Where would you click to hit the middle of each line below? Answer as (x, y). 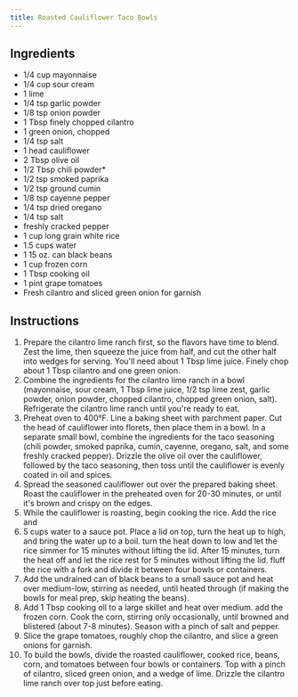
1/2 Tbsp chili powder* (64, 169)
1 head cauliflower (56, 151)
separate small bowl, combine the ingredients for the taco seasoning (149, 437)
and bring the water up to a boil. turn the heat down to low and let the (150, 541)
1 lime (33, 94)
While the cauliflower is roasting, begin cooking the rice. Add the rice (149, 512)
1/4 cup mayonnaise (60, 75)
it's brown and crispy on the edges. (88, 504)
